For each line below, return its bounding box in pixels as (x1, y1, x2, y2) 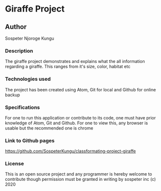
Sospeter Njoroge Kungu (5, 35, 55, 41)
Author (5, 23, 27, 31)
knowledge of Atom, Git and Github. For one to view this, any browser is (5, 120, 148, 126)
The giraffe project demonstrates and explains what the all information (5, 59, 145, 64)
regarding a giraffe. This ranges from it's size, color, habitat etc (5, 64, 131, 70)
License (5, 161, 24, 167)
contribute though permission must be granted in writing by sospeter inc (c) (5, 176, 156, 182)
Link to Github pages (5, 137, 55, 144)
